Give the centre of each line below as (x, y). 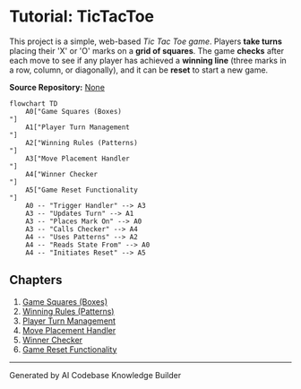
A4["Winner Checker (62, 174)
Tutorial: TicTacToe (82, 17)
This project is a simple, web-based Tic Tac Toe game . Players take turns (146, 41)
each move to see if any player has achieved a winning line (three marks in (148, 60)
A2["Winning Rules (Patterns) (82, 143)
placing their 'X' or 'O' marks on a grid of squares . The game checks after (147, 50)
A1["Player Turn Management (77, 127)
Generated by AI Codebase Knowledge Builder (95, 375)
